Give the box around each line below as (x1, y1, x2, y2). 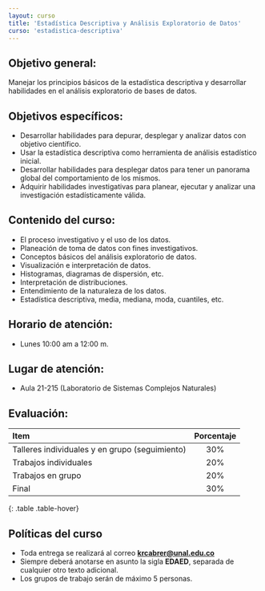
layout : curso (8, 11, 56, 20)
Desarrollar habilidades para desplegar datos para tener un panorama (19, 165, 251, 174)
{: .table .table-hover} (8, 504, 80, 513)
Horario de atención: (8, 318, 114, 331)
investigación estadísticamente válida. (19, 190, 147, 200)
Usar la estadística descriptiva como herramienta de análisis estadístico (19, 148, 258, 157)
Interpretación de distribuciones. (19, 277, 128, 287)
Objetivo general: (8, 56, 97, 70)
